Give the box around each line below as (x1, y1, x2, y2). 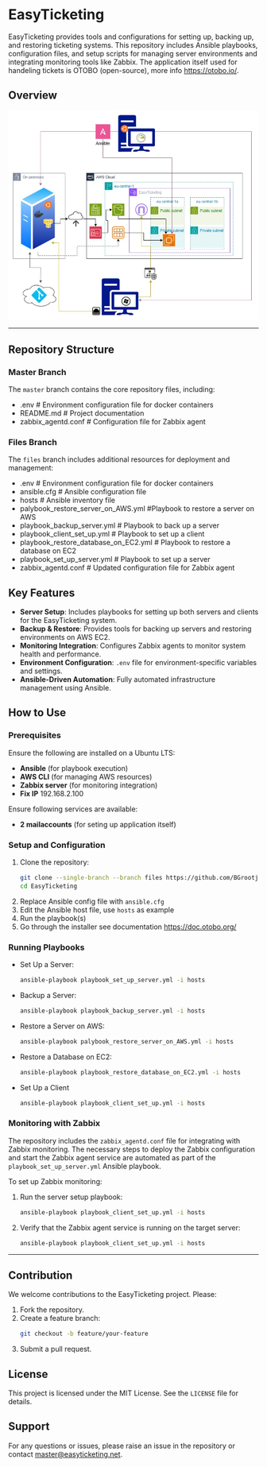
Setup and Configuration (8, 839, 106, 850)
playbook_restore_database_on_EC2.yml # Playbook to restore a (19, 538, 230, 548)
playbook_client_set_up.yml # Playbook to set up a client (19, 529, 205, 539)
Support (8, 1420, 50, 1434)
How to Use (8, 706, 67, 720)
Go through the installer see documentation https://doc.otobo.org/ (19, 922, 237, 931)
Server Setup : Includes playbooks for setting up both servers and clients (19, 607, 259, 617)
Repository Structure (8, 343, 115, 356)
